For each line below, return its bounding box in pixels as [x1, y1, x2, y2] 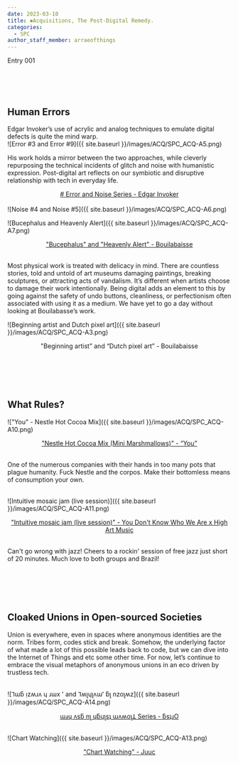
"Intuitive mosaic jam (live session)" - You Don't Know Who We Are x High [11, 518, 228, 526]
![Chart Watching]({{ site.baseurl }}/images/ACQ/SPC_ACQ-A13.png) [7, 733, 207, 742]
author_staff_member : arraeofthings [7, 37, 116, 44]
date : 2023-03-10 [7, 10, 59, 18]
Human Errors [7, 106, 70, 118]
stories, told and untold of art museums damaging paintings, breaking [7, 269, 212, 277]
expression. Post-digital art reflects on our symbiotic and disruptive [7, 168, 205, 177]
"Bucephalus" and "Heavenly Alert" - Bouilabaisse [45, 239, 193, 249]
